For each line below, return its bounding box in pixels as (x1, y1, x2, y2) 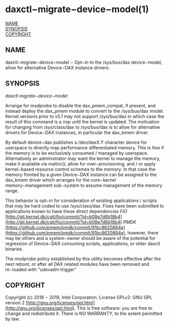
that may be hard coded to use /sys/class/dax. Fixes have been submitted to (5, 202, 164, 209)
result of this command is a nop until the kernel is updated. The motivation (5, 118, 160, 125)
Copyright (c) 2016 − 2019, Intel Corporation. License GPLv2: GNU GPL (5, 295, 153, 301)
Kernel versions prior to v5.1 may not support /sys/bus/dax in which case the (5, 113, 164, 119)
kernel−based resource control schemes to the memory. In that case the (5, 166, 155, 172)
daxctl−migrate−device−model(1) (5, 4, 149, 15)
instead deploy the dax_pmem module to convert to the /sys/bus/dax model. (5, 108, 164, 114)
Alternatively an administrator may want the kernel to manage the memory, (5, 155, 160, 161)
